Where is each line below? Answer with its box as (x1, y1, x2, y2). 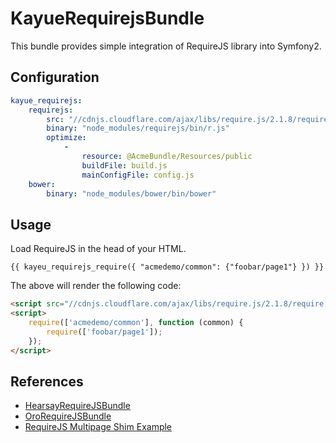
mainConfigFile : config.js (81, 170, 195, 180)
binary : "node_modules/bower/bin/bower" (46, 188, 217, 199)
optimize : (46, 133, 87, 143)
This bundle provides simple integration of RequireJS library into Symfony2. (10, 40, 322, 52)
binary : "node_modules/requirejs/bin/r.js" (46, 123, 230, 134)
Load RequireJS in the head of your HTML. (10, 243, 187, 255)
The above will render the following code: (10, 280, 182, 292)
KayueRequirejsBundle (10, 7, 205, 30)
